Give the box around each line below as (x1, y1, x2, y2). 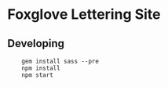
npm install (21, 64, 60, 72)
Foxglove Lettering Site (7, 5, 162, 24)
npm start (21, 71, 54, 79)
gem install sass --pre (21, 57, 100, 65)
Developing (7, 37, 64, 50)
